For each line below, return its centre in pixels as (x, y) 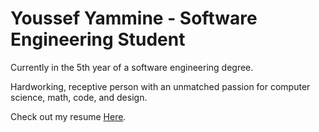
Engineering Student (98, 39)
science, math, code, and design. (79, 97)
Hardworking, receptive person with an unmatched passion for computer (160, 86)
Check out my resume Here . (68, 116)
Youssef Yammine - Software (134, 18)
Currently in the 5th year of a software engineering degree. (132, 67)
